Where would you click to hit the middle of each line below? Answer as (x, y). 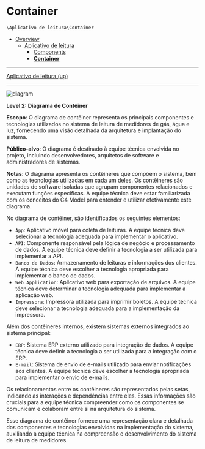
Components (49, 52)
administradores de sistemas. (43, 162)
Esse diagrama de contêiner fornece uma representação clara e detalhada (100, 420)
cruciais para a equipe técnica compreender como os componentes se (95, 402)
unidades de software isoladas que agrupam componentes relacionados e (99, 187)
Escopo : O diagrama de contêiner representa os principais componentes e (100, 117)
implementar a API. (39, 256)
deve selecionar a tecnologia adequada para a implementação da (97, 308)
